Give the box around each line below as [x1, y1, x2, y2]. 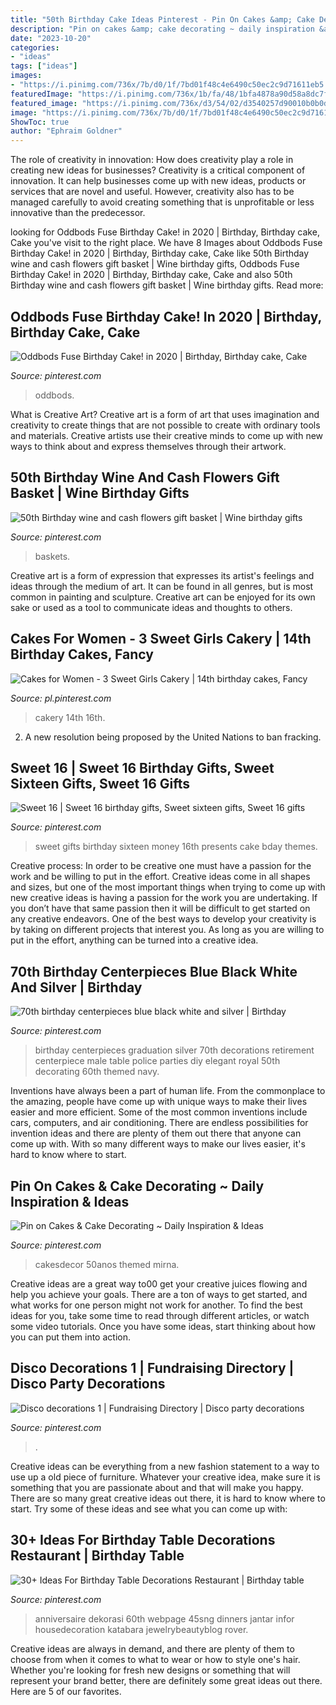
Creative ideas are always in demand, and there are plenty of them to [10, 1642, 295, 1655]
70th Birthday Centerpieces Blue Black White [10, 963, 298, 980]
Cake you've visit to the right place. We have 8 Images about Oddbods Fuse [10, 237, 323, 249]
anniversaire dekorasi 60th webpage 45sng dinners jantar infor [34, 1612, 295, 1625]
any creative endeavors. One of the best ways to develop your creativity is [10, 913, 317, 925]
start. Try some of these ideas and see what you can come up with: [10, 1502, 288, 1515]
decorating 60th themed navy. [34, 1066, 160, 1078]
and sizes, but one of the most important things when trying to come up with [10, 881, 326, 893]
